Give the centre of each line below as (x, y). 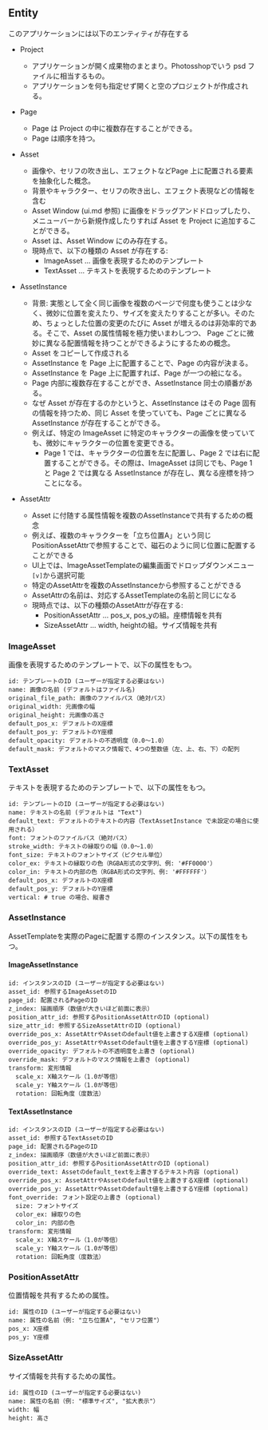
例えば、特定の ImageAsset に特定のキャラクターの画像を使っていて (144, 433)
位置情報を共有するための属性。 (61, 1295)
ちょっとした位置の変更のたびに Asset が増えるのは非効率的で (148, 323)
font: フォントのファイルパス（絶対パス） (70, 838)
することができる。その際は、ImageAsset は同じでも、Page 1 (152, 463)
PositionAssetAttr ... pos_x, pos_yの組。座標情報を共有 (133, 615)
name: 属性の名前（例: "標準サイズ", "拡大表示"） (84, 1401)
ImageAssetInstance (43, 965)
